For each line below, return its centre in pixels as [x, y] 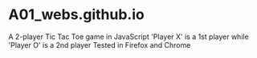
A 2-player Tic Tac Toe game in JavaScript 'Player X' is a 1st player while [128, 37]
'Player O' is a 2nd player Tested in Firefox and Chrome [100, 44]
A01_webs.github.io [76, 15]
